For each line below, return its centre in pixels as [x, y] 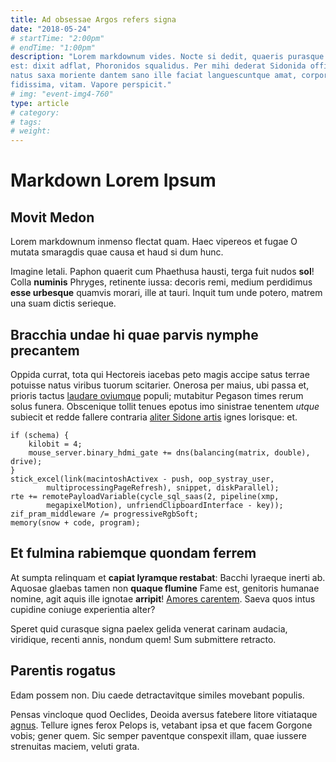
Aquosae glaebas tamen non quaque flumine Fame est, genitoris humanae [165, 588]
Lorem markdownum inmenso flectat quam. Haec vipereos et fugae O [154, 242]
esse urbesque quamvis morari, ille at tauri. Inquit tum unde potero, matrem [166, 293]
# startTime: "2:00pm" [57, 38]
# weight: [31, 131]
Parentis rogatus [63, 671]
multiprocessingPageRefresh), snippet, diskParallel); [163, 487]
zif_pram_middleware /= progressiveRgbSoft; [104, 514]
